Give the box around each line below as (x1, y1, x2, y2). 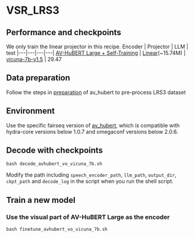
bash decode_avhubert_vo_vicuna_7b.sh (6, 161, 102, 167)
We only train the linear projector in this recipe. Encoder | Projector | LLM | (6, 43, 189, 50)
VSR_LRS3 (6, 4, 60, 17)
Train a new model (6, 195, 76, 205)
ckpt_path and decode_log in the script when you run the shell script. (6, 178, 174, 185)
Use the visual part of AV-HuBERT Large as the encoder (6, 212, 170, 221)
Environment (6, 106, 55, 116)
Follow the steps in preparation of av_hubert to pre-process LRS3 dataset (6, 89, 186, 96)
